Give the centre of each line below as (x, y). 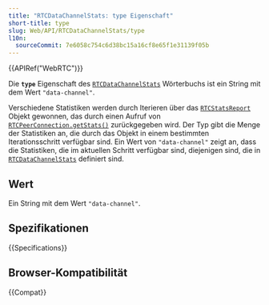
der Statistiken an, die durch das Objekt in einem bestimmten (109, 134)
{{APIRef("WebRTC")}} (46, 68)
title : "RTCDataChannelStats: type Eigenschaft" (91, 16)
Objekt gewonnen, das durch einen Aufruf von (85, 116)
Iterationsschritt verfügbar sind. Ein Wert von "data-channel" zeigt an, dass (132, 142)
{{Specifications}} (38, 247)
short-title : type (39, 23)
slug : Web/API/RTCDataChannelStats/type (77, 30)
